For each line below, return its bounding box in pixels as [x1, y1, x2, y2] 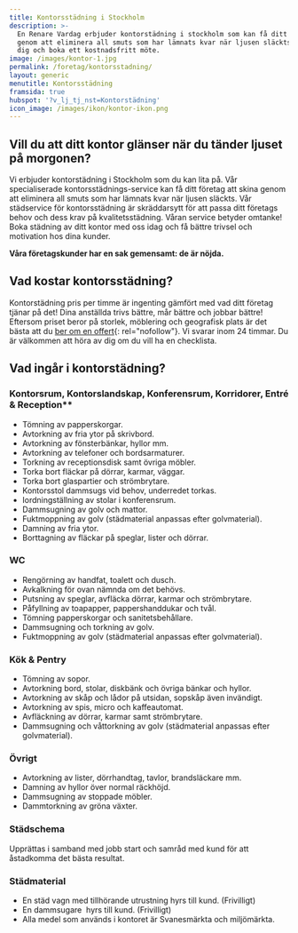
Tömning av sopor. [21, 674, 90, 684]
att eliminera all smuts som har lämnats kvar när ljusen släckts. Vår [9, 193, 253, 204]
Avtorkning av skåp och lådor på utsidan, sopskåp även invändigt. [21, 692, 263, 703]
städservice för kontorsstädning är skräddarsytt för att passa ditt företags [9, 203, 278, 213]
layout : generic [9, 71, 69, 80]
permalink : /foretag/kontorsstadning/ [9, 63, 153, 72]
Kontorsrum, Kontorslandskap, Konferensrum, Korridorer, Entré [9, 387, 289, 400]
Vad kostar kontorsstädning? [9, 274, 173, 289]
